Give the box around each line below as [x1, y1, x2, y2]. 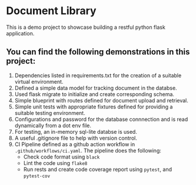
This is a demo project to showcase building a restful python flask [6, 24, 166, 31]
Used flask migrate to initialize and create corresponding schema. [14, 90, 175, 98]
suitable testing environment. [14, 109, 85, 116]
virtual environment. [14, 78, 64, 85]
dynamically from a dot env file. [14, 122, 92, 129]
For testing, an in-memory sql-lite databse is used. [14, 128, 137, 135]
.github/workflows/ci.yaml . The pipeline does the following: [14, 147, 162, 154]
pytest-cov [23, 173, 51, 179]
